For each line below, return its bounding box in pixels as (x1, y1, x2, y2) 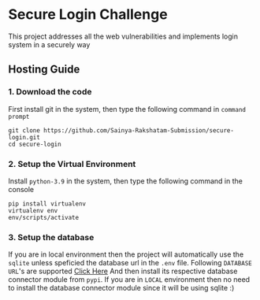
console (8, 184, 35, 194)
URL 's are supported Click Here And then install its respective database (8, 266, 238, 276)
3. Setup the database (8, 231, 95, 243)
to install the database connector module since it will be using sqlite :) (8, 283, 235, 293)
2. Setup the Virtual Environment (8, 158, 136, 169)
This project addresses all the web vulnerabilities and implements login (8, 31, 239, 41)
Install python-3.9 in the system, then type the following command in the (8, 176, 243, 186)
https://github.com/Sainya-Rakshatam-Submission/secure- (43, 126, 235, 135)
